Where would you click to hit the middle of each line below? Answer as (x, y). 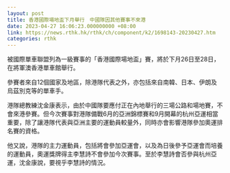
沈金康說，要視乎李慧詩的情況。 (64, 163)
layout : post (26, 13)
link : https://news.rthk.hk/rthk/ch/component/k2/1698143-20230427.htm (111, 32)
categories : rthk (32, 39)
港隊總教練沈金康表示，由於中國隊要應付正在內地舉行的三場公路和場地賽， (112, 105)
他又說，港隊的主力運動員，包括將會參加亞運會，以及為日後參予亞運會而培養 (115, 146)
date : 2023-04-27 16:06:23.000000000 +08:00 (72, 26)
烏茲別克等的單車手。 (37, 91)
